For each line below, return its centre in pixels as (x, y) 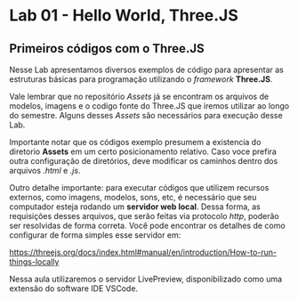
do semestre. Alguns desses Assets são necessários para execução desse (146, 115)
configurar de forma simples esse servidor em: (95, 235)
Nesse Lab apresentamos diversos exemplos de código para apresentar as (147, 69)
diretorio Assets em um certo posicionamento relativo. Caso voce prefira (143, 151)
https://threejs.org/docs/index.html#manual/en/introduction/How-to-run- (143, 252)
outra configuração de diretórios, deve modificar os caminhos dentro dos (144, 161)
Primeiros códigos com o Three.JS (107, 49)
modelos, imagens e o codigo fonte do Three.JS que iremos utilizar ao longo (149, 106)
